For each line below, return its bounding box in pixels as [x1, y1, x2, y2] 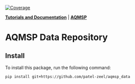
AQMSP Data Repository [5, 32, 108, 43]
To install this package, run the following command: [5, 65, 111, 71]
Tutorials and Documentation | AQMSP [5, 14, 87, 20]
